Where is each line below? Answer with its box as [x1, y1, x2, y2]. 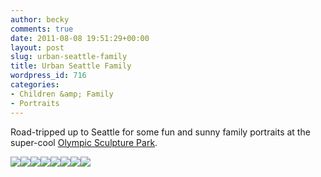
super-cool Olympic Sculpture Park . [10, 136, 158, 148]
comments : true [10, 24, 74, 34]
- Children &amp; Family [10, 89, 114, 99]
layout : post [10, 42, 65, 53]
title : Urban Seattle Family [10, 61, 132, 71]
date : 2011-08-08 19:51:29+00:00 [10, 33, 150, 43]
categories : [10, 80, 60, 90]
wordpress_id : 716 [10, 71, 87, 81]
